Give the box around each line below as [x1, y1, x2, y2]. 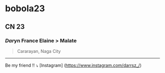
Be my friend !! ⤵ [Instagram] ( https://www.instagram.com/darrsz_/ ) [5, 62, 142, 68]
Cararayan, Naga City [17, 48, 61, 54]
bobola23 [5, 3, 45, 14]
